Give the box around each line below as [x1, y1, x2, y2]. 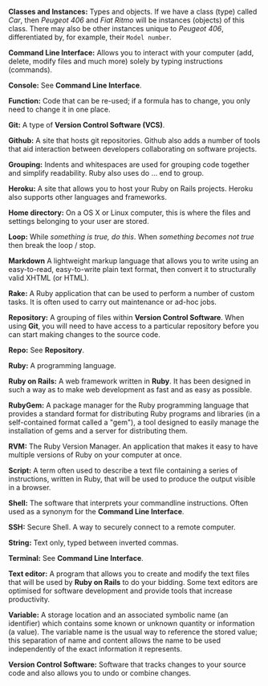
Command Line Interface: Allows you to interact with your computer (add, [8, 48, 254, 57]
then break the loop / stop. [8, 241, 96, 250]
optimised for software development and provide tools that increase [8, 586, 233, 595]
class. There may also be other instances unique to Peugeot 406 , [8, 24, 224, 33]
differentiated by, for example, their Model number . [8, 32, 173, 42]
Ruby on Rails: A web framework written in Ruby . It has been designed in [8, 376, 251, 386]
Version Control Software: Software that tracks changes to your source [8, 660, 246, 669]
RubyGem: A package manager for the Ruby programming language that [8, 400, 250, 410]
